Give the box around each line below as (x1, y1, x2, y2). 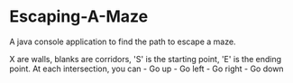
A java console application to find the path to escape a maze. (9, 36, 236, 47)
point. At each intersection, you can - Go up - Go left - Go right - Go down (9, 63, 284, 74)
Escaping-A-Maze (9, 6, 149, 27)
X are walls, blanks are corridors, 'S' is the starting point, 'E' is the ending (9, 53, 282, 64)
